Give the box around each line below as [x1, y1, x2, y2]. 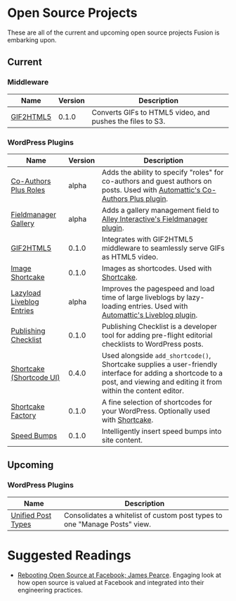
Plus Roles [11, 185, 46, 194]
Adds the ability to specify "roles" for [101, 167, 224, 177]
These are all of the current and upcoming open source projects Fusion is [7, 28, 220, 37]
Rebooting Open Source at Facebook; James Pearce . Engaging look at [17, 571, 221, 579]
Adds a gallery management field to [101, 205, 219, 215]
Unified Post [11, 510, 51, 520]
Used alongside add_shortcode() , [101, 350, 211, 360]
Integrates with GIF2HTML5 [101, 234, 194, 244]
